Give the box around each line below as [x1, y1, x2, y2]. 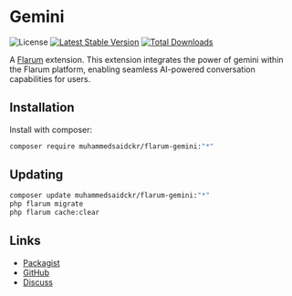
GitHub [22, 267, 50, 278]
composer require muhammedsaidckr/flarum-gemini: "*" [9, 141, 214, 151]
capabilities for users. [9, 73, 91, 84]
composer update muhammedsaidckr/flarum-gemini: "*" [9, 191, 210, 200]
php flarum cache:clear [9, 208, 100, 218]
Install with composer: [9, 124, 93, 135]
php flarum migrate [9, 199, 84, 209]
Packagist [22, 257, 61, 268]
